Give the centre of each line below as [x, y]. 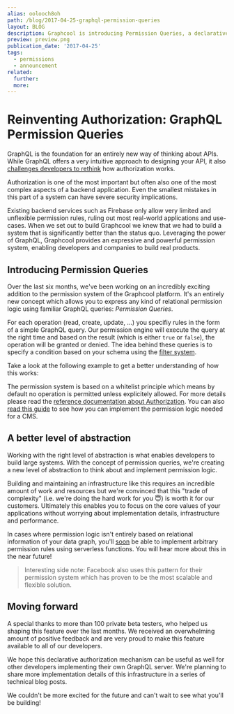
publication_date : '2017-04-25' [54, 46]
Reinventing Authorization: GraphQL [115, 120]
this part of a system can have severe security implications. [93, 197]
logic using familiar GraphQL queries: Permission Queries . [90, 309]
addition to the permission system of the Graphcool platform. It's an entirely [116, 294]
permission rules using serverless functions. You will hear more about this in [117, 548]
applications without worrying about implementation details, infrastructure [114, 513]
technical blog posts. [37, 681]
